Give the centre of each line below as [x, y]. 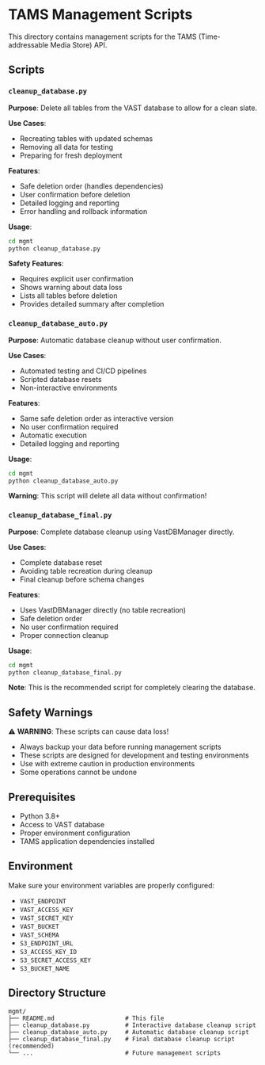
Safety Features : [36, 264]
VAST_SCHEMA [39, 935]
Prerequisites [42, 797]
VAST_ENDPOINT [43, 901]
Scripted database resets [61, 379]
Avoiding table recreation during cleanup [86, 571]
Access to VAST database [62, 825]
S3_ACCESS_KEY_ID [48, 952]
